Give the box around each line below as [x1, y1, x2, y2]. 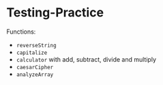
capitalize [16, 49, 48, 56]
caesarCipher [16, 64, 54, 71]
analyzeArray [16, 71, 54, 78]
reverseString [16, 42, 57, 49]
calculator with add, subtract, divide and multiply [16, 55, 156, 63]
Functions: [6, 27, 36, 36]
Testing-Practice [6, 5, 104, 21]
